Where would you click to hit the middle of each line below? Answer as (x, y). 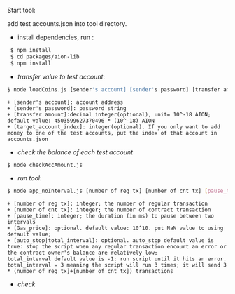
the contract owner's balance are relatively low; (83, 253)
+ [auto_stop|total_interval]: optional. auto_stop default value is (111, 241)
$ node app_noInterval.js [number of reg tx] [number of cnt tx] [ (108, 191)
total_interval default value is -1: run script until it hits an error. (117, 259)
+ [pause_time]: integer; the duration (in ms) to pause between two (111, 216)
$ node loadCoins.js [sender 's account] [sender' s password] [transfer (114, 89)
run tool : (29, 178)
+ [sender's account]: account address (65, 102)
